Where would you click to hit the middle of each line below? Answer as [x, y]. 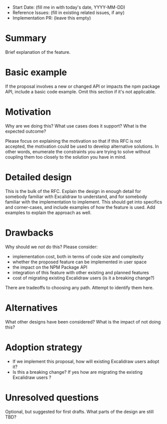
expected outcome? [26, 131]
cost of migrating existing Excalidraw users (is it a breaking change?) [83, 278]
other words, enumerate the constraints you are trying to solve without [78, 151]
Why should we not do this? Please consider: [51, 247]
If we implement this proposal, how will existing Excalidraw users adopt [86, 361]
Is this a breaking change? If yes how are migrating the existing [77, 372]
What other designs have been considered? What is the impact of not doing [83, 322]
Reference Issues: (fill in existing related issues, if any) [68, 13]
